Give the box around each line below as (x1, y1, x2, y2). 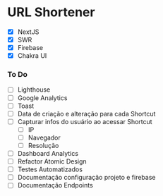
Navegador (28, 133, 61, 142)
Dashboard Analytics (17, 149, 79, 157)
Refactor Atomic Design (17, 157, 87, 166)
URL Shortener (7, 4, 95, 20)
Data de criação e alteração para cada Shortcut (17, 109, 156, 118)
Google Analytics (17, 93, 68, 102)
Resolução (28, 141, 59, 149)
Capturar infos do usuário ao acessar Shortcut (17, 117, 153, 125)
